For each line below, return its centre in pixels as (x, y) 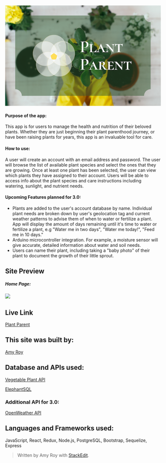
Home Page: (18, 284)
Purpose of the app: (26, 116)
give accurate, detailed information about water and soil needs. (77, 245)
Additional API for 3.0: (32, 402)
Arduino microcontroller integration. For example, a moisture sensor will (85, 240)
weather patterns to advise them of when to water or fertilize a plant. (82, 219)
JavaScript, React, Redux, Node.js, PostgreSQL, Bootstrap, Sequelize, (76, 440)
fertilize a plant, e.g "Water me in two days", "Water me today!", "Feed (83, 229)
